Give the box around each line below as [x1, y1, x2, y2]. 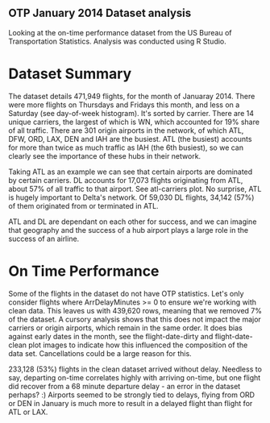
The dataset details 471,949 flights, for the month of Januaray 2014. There [8, 91, 255, 101]
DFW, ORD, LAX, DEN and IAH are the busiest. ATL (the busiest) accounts [8, 134, 252, 143]
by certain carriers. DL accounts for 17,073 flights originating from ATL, [8, 175, 243, 185]
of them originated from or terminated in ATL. [8, 201, 159, 210]
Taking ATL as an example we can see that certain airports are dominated [8, 167, 253, 176]
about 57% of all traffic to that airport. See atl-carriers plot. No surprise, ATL [8, 184, 262, 193]
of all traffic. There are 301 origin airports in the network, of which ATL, [8, 125, 244, 135]
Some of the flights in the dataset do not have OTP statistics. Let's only [8, 288, 244, 298]
